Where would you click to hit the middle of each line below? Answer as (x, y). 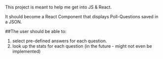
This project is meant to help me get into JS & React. (59, 7)
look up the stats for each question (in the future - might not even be (82, 46)
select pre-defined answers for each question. (60, 41)
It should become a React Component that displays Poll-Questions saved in (82, 16)
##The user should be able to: (36, 31)
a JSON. (14, 22)
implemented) (26, 51)
